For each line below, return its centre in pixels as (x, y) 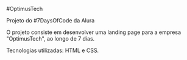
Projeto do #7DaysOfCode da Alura (51, 20)
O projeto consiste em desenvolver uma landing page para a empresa (94, 32)
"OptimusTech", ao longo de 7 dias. (51, 38)
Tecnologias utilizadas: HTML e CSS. (53, 50)
